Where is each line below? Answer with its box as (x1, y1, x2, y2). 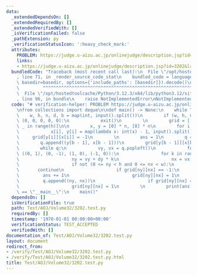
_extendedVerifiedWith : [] (11, 25, 77, 31)
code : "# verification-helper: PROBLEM (11, 101, 109, 108)
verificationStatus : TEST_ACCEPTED (11, 222, 98, 227)
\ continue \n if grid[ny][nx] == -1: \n (16, 167, 180, 173)
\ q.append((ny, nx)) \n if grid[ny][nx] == (16, 178, 195, 184)
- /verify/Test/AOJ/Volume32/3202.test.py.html (6, 254, 125, 260)
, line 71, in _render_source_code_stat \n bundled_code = (16, 74, 169, 80)
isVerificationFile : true (11, 200, 75, 206)
